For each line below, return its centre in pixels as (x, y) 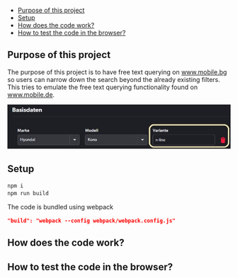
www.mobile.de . (31, 94)
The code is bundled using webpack (60, 207)
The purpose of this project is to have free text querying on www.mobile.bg (117, 72)
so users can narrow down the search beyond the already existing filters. (114, 79)
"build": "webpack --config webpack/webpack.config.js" (91, 221)
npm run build (28, 194)
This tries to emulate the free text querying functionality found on (103, 87)
